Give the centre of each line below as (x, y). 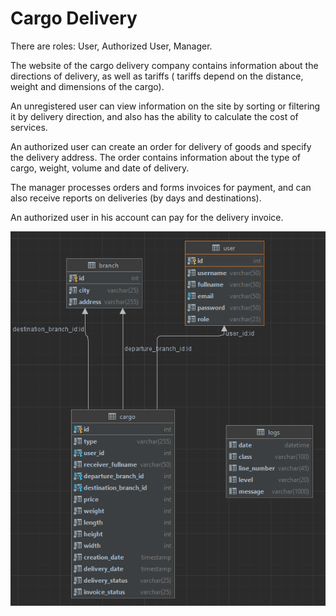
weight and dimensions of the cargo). (87, 86)
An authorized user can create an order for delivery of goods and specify (161, 146)
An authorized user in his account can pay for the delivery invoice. (147, 217)
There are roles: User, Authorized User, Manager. (111, 46)
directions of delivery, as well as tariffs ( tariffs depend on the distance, (157, 76)
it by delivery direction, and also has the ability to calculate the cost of (154, 116)
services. (29, 127)
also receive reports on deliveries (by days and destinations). (136, 198)
